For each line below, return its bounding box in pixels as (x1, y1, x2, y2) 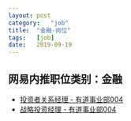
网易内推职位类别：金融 (8, 72, 122, 85)
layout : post (8, 11, 51, 20)
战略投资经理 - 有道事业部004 (19, 104, 117, 114)
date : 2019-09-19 (8, 41, 73, 49)
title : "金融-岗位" (8, 26, 71, 34)
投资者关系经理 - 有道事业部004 (19, 94, 124, 104)
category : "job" (8, 19, 69, 27)
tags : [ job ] (8, 33, 55, 42)
